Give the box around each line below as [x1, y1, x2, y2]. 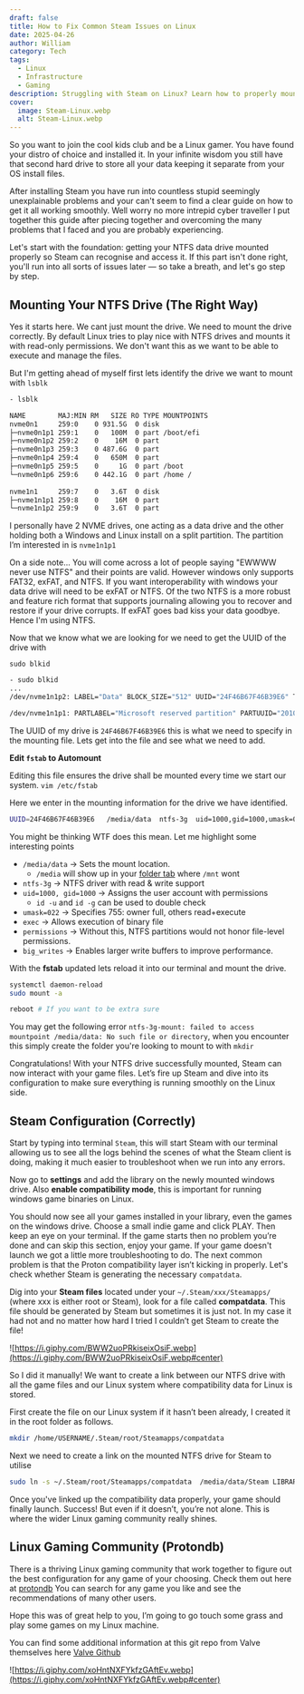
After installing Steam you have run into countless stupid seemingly [9, 186, 261, 197]
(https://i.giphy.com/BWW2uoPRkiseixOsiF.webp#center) [9, 1352, 223, 1363]
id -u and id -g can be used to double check [35, 897, 206, 908]
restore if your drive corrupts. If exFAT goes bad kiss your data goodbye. [9, 605, 280, 617]
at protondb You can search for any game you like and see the [9, 1582, 242, 1593]
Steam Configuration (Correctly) [9, 1113, 196, 1129]
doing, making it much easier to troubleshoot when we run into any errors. [9, 1157, 286, 1168]
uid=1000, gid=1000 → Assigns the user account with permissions [22, 887, 269, 898]
